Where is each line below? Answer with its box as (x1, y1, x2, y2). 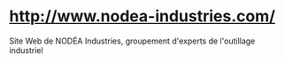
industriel (9, 44, 43, 55)
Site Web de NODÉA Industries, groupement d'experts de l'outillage (9, 35, 256, 46)
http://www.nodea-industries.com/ (9, 6, 276, 27)
